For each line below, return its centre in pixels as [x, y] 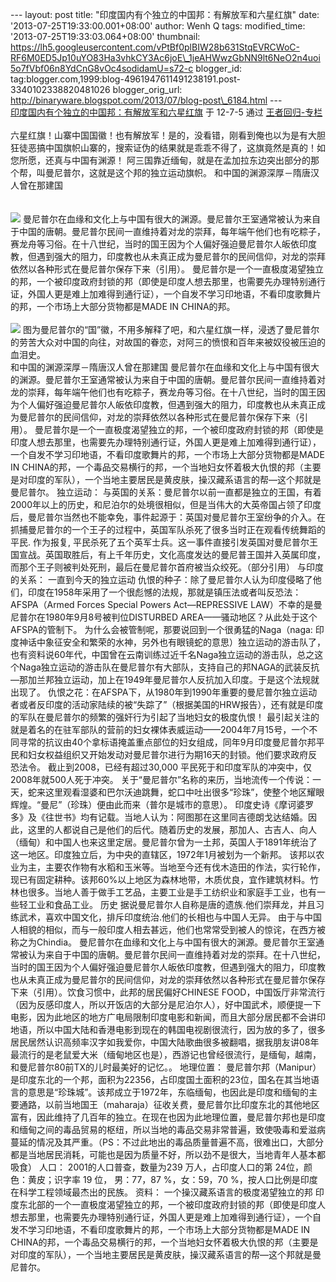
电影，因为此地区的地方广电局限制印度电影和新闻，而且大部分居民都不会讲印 [168, 1017]
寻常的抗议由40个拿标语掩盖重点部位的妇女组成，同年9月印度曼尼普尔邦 [167, 742]
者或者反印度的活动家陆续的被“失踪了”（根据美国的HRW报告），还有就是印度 [167, 704]
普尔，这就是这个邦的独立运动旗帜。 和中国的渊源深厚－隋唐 [186, 172]
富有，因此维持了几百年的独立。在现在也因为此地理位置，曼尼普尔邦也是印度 [168, 1117]
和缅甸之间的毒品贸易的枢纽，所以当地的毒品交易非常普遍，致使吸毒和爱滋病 [168, 1129]
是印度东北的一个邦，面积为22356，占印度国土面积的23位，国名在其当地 [160, 1079]
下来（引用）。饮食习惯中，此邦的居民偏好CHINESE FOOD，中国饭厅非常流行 [168, 992]
